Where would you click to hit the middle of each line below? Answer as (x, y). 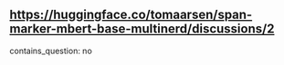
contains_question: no (51, 51)
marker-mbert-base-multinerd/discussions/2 (142, 29)
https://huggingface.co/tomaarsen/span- (131, 15)
